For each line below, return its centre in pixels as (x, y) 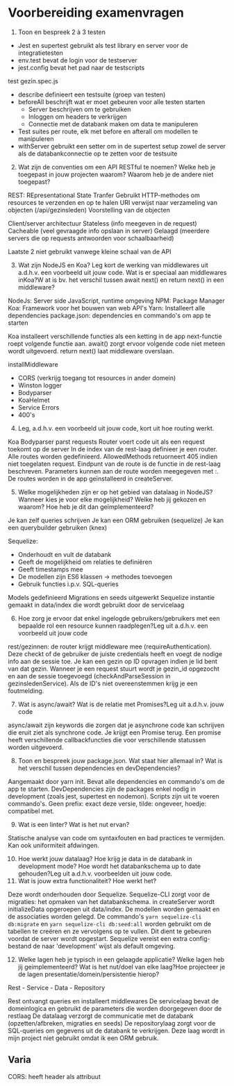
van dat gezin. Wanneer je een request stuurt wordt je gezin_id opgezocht (114, 669)
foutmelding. (26, 691)
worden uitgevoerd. (36, 747)
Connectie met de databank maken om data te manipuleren (113, 124)
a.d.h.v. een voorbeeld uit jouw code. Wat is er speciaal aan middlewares (122, 272)
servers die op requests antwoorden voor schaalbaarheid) (91, 238)
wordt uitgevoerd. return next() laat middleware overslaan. (91, 351)
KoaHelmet (34, 400)
